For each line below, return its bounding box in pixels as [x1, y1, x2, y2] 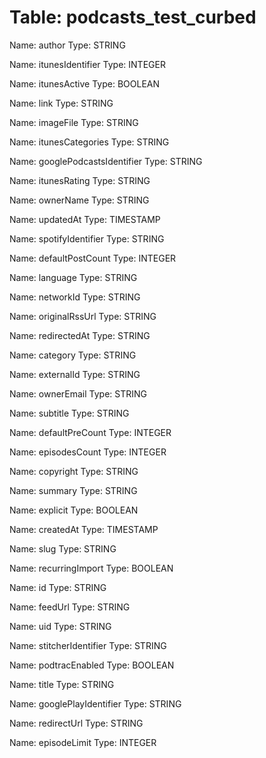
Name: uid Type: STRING [9, 620, 112, 632]
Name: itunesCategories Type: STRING [9, 136, 170, 148]
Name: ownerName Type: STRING [9, 194, 150, 206]
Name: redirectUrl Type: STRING [9, 717, 144, 729]
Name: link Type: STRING [9, 97, 114, 109]
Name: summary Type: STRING [9, 484, 138, 496]
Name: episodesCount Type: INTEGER [9, 446, 167, 458]
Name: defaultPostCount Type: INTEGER [9, 252, 177, 264]
